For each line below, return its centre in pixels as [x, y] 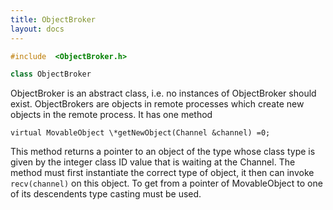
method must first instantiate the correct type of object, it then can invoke [162, 173]
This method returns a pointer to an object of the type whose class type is [163, 152]
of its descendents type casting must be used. [106, 194]
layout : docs [37, 29]
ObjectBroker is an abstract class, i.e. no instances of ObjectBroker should [163, 93]
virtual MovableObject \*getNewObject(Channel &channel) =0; [140, 133]
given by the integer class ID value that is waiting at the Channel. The [153, 162]
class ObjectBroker [51, 74]
